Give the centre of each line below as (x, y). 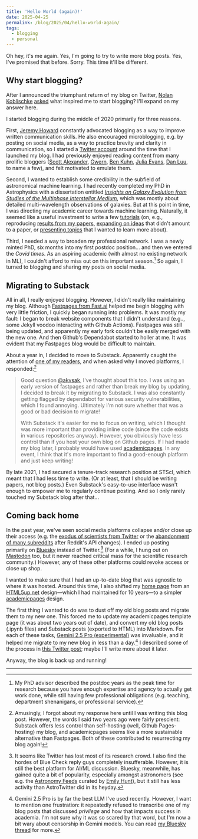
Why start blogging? (44, 81)
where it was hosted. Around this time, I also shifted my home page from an (98, 586)
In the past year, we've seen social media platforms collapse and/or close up (99, 530)
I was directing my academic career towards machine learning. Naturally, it (97, 211)
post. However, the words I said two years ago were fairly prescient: (97, 719)
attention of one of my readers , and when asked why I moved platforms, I (95, 361)
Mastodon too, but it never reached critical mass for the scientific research (97, 556)
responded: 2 (22, 368)
